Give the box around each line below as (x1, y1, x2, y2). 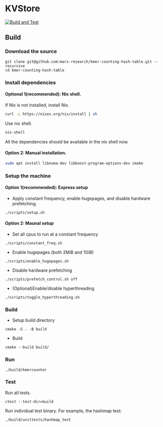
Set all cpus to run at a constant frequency (12, 231, 98, 237)
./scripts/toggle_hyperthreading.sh (5, 295, 80, 300)
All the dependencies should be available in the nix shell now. (5, 139, 129, 144)
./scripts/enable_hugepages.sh (5, 259, 69, 263)
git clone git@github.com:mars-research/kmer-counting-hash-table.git (5, 59, 152, 64)
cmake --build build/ (5, 345, 49, 350)
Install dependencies (5, 79, 56, 86)
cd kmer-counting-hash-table (5, 68, 65, 72)
